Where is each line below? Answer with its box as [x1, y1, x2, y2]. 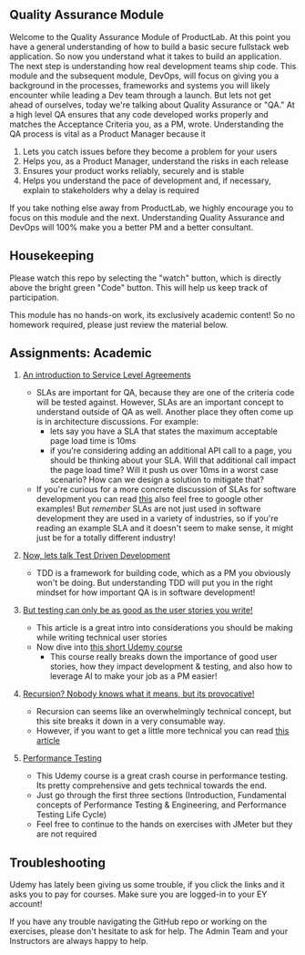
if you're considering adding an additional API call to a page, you [49, 446, 292, 457]
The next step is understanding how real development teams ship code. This [9, 60, 297, 71]
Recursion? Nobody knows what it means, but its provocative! [22, 688, 255, 700]
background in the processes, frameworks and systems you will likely [9, 79, 270, 90]
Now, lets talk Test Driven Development [22, 550, 170, 561]
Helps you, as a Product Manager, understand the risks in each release [22, 155, 290, 167]
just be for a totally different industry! [36, 532, 176, 543]
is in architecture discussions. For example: [36, 416, 198, 427]
